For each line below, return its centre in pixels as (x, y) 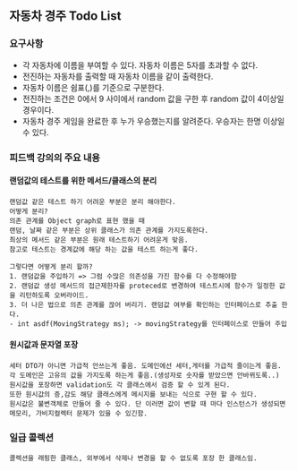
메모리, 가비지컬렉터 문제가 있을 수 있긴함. (79, 414)
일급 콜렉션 (32, 437)
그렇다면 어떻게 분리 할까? (51, 267)
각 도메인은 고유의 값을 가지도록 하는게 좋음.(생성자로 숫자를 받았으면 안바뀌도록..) (144, 376)
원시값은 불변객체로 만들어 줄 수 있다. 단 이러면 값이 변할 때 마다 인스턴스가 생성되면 (148, 404)
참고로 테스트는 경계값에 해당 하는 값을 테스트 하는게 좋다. (104, 249)
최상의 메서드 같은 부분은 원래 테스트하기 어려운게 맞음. (99, 240)
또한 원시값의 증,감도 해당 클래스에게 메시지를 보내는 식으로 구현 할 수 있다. (133, 395)
